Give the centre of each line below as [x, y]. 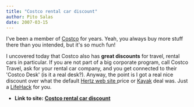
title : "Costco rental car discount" [52, 11]
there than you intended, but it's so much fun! [61, 45]
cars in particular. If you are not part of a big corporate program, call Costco [97, 62]
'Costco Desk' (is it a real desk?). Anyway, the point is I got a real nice [90, 75]
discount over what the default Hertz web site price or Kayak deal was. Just [97, 81]
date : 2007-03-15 [27, 22]
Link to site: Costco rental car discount [62, 98]
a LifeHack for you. [29, 87]
